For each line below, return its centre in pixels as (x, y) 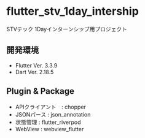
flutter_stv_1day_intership (73, 11)
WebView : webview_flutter (49, 129)
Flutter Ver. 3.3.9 (36, 65)
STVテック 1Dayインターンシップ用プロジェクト (67, 29)
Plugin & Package (41, 91)
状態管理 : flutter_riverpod (48, 122)
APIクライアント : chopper (50, 107)
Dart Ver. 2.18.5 (34, 72)
